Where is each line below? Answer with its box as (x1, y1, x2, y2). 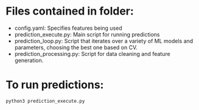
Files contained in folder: (5, 4, 134, 18)
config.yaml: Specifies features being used (14, 24, 122, 32)
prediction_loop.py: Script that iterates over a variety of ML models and (14, 37, 194, 44)
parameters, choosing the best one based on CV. (14, 44, 138, 51)
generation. (14, 57, 44, 64)
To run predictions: (5, 78, 104, 92)
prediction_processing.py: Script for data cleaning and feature (14, 50, 171, 57)
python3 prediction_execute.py (5, 98, 85, 104)
